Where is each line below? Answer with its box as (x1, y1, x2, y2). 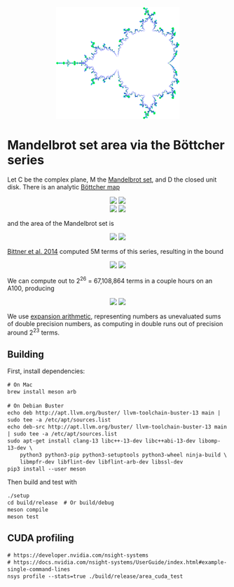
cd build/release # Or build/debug (7, 499, 114, 506)
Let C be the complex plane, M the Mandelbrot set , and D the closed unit (7, 175, 217, 184)
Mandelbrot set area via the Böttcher (7, 137, 226, 154)
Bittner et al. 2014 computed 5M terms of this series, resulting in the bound (7, 247, 224, 255)
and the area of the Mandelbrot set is (7, 219, 114, 227)
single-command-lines (7, 565, 71, 573)
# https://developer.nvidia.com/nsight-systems (7, 551, 149, 559)
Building (7, 348, 44, 360)
